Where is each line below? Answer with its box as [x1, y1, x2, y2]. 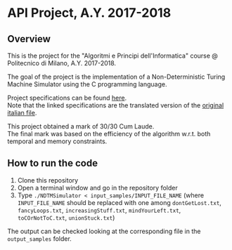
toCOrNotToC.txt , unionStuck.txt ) [17, 213, 115, 222]
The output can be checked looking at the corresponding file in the [7, 227, 201, 235]
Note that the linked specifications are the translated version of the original [7, 101, 224, 110]
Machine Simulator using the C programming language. [7, 80, 167, 88]
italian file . [7, 109, 37, 117]
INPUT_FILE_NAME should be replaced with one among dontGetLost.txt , [17, 198, 221, 206]
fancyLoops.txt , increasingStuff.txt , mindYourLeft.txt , [17, 206, 181, 214]
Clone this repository [17, 176, 79, 184]
